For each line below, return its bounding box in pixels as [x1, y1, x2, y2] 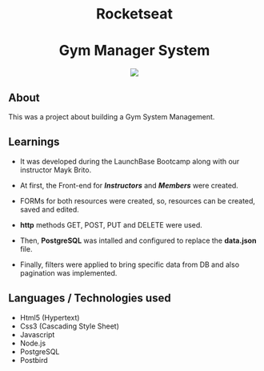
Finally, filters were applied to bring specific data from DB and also [19, 260, 240, 269]
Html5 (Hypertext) [19, 313, 80, 322]
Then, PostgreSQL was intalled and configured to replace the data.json [19, 236, 257, 245]
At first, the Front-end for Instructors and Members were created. [19, 180, 238, 190]
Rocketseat [95, 5, 174, 23]
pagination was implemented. [19, 268, 118, 277]
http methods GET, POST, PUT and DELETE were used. [19, 220, 202, 229]
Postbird [19, 355, 48, 365]
